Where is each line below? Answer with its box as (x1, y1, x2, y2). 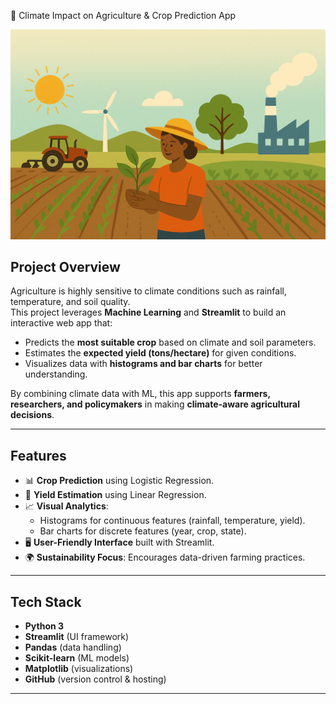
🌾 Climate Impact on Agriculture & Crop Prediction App (10, 10, 237, 21)
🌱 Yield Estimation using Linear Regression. (24, 489, 207, 501)
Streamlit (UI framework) (24, 631, 130, 643)
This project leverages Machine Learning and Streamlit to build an (10, 306, 287, 319)
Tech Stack (10, 593, 82, 610)
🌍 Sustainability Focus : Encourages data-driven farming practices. (24, 551, 306, 564)
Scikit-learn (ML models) (24, 652, 130, 664)
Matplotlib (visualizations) (24, 663, 134, 675)
